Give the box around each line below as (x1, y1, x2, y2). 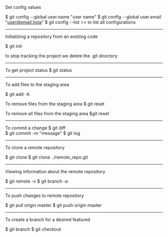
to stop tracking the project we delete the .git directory (5, 53, 118, 59)
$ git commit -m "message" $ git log (5, 130, 80, 136)
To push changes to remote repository (5, 193, 84, 199)
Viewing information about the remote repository (5, 169, 105, 174)
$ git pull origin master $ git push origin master (5, 202, 102, 208)
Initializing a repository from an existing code (5, 33, 98, 39)
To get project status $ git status (5, 67, 72, 73)
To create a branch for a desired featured (5, 217, 90, 223)
